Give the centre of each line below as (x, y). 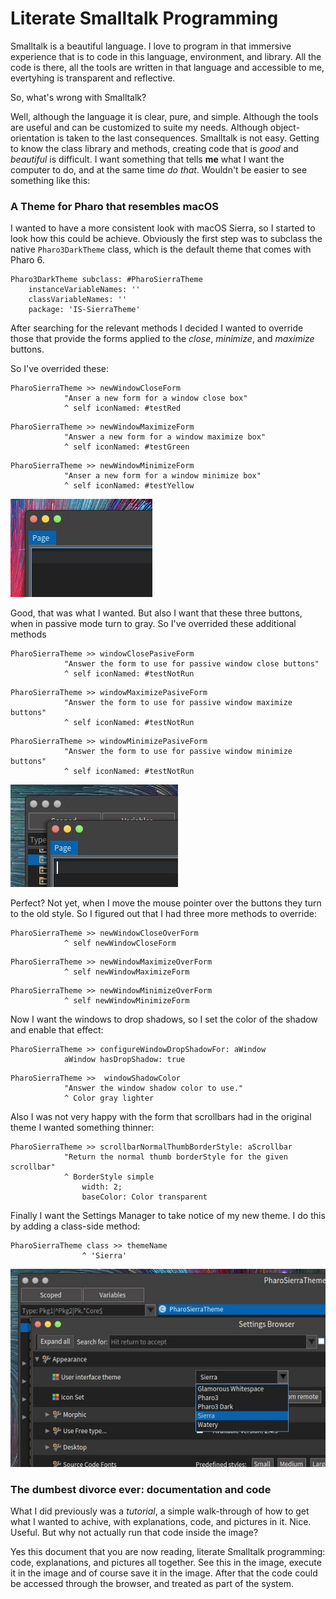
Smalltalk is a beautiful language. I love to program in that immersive (151, 46)
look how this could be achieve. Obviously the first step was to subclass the (166, 239)
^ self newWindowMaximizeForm (126, 972)
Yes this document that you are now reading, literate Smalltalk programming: (168, 1551)
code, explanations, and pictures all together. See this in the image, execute (166, 1562)
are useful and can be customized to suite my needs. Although (139, 127)
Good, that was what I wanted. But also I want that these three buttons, (156, 613)
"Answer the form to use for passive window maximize (178, 703)
